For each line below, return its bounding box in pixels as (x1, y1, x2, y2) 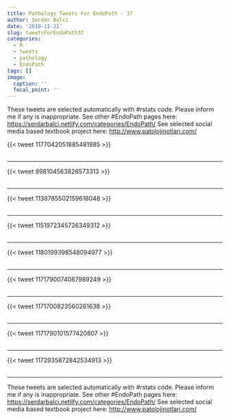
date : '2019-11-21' (7, 23, 63, 29)
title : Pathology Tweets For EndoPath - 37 (7, 10, 133, 17)
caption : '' (13, 80, 48, 87)
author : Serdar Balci (7, 16, 69, 23)
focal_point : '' (13, 86, 60, 93)
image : (7, 73, 26, 81)
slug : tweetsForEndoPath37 (7, 29, 84, 36)
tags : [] (7, 67, 32, 74)
